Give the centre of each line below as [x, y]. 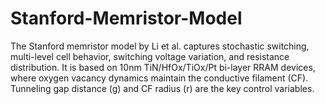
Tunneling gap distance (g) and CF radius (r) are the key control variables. [162, 88]
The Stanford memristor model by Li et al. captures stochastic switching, [160, 46]
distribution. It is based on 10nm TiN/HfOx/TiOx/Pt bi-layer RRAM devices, [163, 67]
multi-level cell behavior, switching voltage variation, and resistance [150, 56]
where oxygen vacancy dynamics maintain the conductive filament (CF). [159, 78]
